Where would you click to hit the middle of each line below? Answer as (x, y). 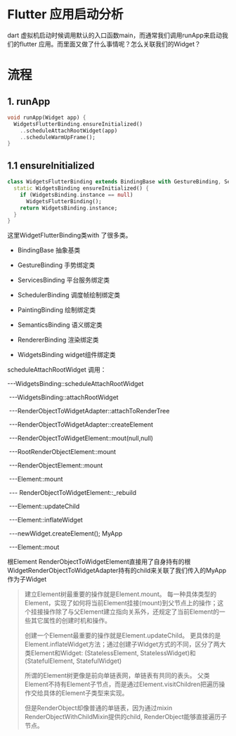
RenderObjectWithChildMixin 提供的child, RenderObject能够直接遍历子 (125, 717)
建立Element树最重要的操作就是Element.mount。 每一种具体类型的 (120, 594)
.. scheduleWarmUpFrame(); (58, 137)
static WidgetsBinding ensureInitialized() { (81, 188)
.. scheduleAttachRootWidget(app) (69, 131)
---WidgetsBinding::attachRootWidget (64, 397)
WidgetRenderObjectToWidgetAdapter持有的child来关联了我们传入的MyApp (117, 571)
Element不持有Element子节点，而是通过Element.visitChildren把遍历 (122, 684)
